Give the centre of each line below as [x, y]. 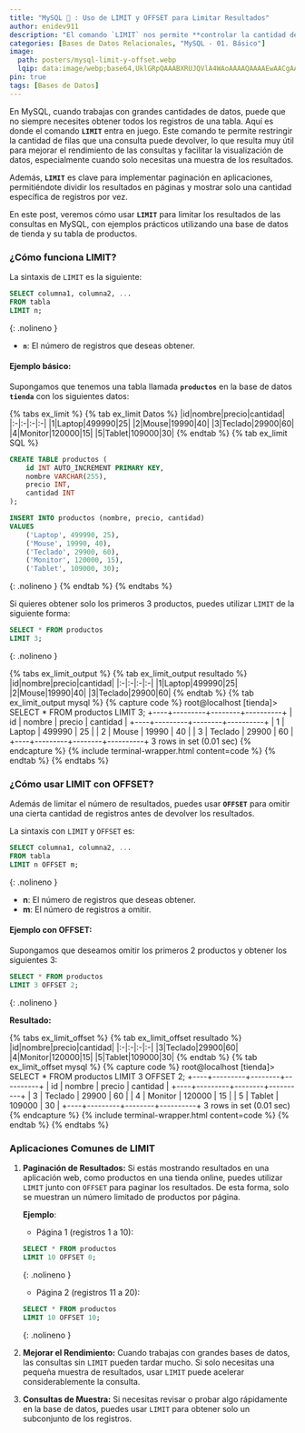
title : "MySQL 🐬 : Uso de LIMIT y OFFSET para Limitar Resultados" [140, 18]
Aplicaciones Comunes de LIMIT [83, 1148]
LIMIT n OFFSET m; [44, 865]
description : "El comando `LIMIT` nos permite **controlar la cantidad [148, 35]
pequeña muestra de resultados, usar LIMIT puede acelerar [133, 1372]
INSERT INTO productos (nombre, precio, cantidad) [107, 518]
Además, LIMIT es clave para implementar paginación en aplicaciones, [141, 177]
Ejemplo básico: [40, 366]
